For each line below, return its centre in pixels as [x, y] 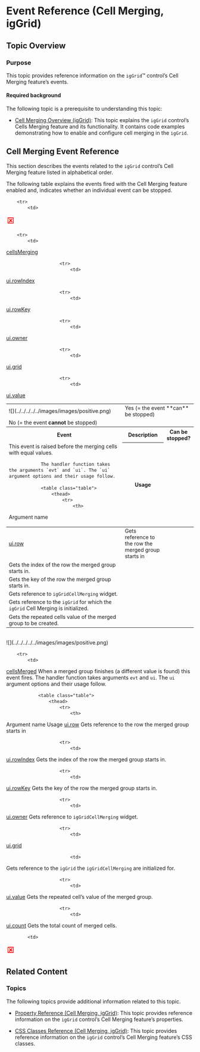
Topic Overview [36, 46]
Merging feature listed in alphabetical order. [60, 172]
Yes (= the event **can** [157, 408]
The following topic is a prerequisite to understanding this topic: [84, 109]
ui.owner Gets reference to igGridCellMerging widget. [72, 817]
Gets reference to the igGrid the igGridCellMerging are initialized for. [91, 869]
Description [143, 435]
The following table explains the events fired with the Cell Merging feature [97, 183]
